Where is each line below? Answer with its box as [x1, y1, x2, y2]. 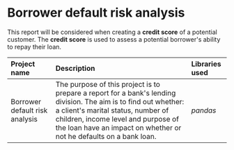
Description [55, 63, 95, 73]
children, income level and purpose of [55, 114, 180, 124]
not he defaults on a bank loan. [55, 131, 157, 141]
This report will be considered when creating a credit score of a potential [7, 28, 217, 36]
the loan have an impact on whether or [55, 123, 182, 133]
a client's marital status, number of [55, 106, 169, 115]
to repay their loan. [7, 42, 61, 51]
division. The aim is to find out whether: [55, 97, 185, 106]
